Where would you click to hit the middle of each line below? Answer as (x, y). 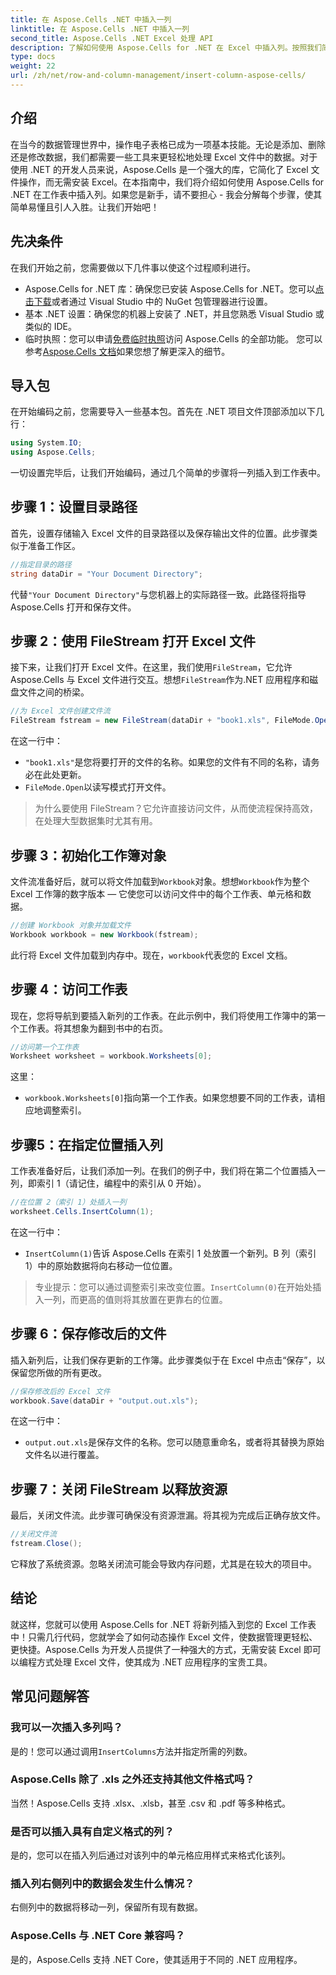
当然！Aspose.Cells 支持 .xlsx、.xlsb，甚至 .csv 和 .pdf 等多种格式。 (150, 1803)
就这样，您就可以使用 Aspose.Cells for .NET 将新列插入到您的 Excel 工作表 (163, 1624)
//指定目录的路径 (41, 564)
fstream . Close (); (46, 1544)
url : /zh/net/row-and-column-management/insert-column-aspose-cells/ (158, 76)
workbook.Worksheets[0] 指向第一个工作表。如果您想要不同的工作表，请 (170, 1098)
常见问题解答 (50, 1696)
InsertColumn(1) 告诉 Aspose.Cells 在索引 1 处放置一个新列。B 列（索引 (170, 1253)
